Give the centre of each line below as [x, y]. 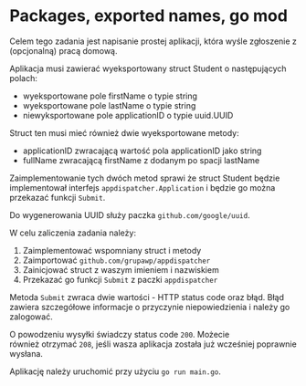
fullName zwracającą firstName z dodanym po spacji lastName [141, 160]
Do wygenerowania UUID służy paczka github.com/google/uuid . [130, 214]
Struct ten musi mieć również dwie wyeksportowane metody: [124, 132]
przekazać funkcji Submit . [58, 197]
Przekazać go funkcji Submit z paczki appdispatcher [120, 279]
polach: [24, 78]
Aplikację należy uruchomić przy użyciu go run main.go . [116, 371]
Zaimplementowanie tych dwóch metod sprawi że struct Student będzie [145, 178]
